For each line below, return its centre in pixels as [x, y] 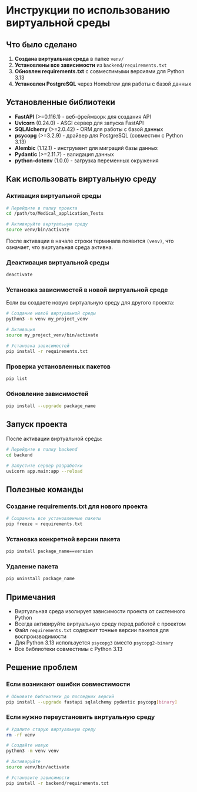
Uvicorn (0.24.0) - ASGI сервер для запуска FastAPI [79, 123]
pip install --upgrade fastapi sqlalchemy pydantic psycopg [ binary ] [92, 702]
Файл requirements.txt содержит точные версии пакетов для [92, 630]
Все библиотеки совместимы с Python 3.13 [69, 649]
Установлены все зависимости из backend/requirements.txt [91, 65]
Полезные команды [45, 490]
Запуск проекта [37, 425]
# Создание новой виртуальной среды [51, 313]
